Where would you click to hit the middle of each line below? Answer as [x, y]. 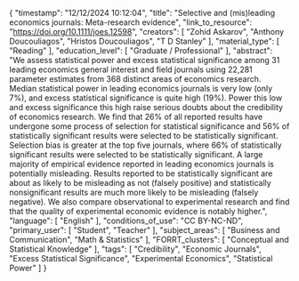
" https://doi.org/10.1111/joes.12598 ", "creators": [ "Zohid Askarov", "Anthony [147, 32]
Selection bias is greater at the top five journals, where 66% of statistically [145, 145]
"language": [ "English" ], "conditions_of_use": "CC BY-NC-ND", [126, 221]
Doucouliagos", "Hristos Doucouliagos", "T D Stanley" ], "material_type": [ [145, 41]
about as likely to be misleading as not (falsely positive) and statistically [140, 183]
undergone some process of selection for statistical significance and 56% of [149, 126]
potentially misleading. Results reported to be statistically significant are [141, 173]
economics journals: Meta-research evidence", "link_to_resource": [130, 22]
